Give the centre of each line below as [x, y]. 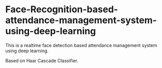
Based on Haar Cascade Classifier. [42, 60]
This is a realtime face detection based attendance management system [81, 45]
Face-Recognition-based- [62, 9]
